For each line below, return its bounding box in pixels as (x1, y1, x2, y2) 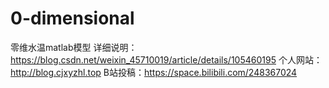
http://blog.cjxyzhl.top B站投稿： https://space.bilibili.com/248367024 (10, 66, 298, 78)
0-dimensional (10, 7, 135, 30)
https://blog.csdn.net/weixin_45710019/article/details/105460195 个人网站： (10, 53, 323, 66)
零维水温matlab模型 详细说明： (10, 41, 138, 53)
